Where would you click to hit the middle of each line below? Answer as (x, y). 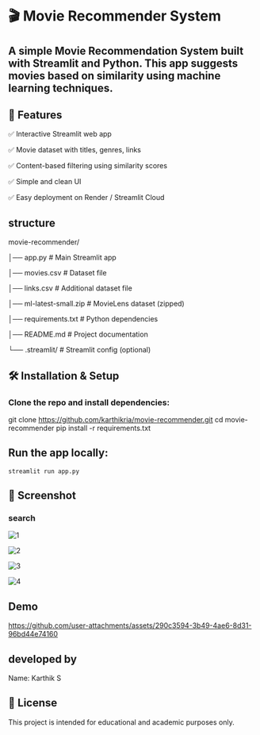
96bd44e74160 (33, 634)
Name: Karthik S (35, 678)
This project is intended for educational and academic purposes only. (122, 722)
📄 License (33, 703)
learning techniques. (61, 88)
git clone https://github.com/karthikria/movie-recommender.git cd (116, 419)
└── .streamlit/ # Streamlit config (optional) (80, 350)
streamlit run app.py (44, 471)
